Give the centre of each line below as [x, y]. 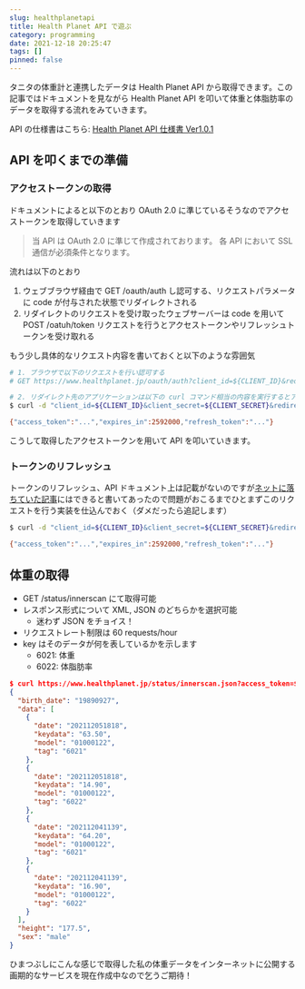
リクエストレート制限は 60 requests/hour [100, 632]
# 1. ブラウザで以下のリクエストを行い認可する [87, 372]
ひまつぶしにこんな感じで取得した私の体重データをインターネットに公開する [152, 964]
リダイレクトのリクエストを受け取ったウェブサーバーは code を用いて [153, 313]
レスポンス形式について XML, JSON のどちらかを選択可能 [130, 609]
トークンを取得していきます [69, 221]
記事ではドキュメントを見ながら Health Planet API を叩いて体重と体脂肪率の [151, 98]
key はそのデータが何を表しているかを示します [110, 643]
